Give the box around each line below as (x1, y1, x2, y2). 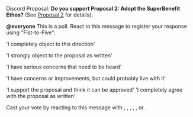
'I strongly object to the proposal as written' (6, 52, 112, 58)
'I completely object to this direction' (6, 41, 95, 47)
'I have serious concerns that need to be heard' (6, 63, 122, 70)
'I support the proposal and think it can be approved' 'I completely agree (6, 86, 183, 93)
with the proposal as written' (6, 93, 76, 99)
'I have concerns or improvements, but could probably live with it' (6, 75, 166, 82)
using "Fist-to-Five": (6, 29, 56, 36)
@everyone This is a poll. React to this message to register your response (6, 23, 188, 30)
